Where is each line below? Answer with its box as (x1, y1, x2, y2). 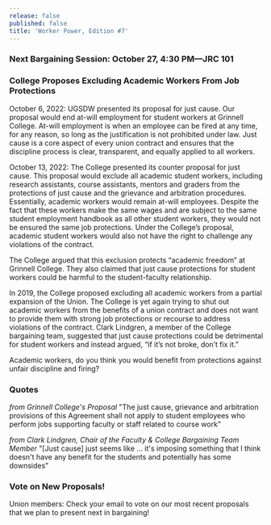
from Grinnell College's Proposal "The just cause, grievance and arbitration (9, 401, 259, 412)
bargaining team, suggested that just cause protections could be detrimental (9, 330, 264, 340)
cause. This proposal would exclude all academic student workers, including (9, 170, 263, 180)
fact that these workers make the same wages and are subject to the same (9, 205, 257, 215)
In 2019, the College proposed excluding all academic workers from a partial (9, 288, 263, 297)
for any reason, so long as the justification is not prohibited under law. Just (9, 129, 257, 139)
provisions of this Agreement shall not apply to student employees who (9, 410, 245, 420)
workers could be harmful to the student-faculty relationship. (9, 272, 212, 282)
